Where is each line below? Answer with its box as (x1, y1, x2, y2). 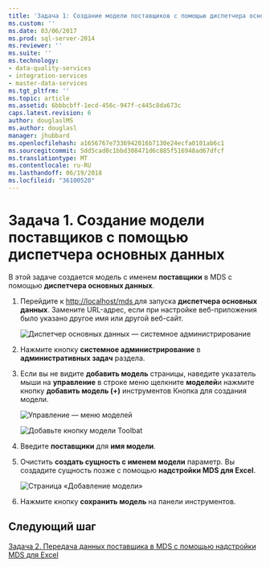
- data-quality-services (8, 64, 92, 72)
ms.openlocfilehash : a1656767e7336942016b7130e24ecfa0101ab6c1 (8, 139, 225, 147)
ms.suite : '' (8, 49, 52, 57)
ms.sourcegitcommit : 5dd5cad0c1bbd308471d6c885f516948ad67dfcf (8, 147, 225, 155)
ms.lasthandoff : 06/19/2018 (8, 169, 103, 177)
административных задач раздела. (19, 353, 145, 362)
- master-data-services (8, 79, 88, 87)
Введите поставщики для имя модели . (19, 441, 157, 451)
